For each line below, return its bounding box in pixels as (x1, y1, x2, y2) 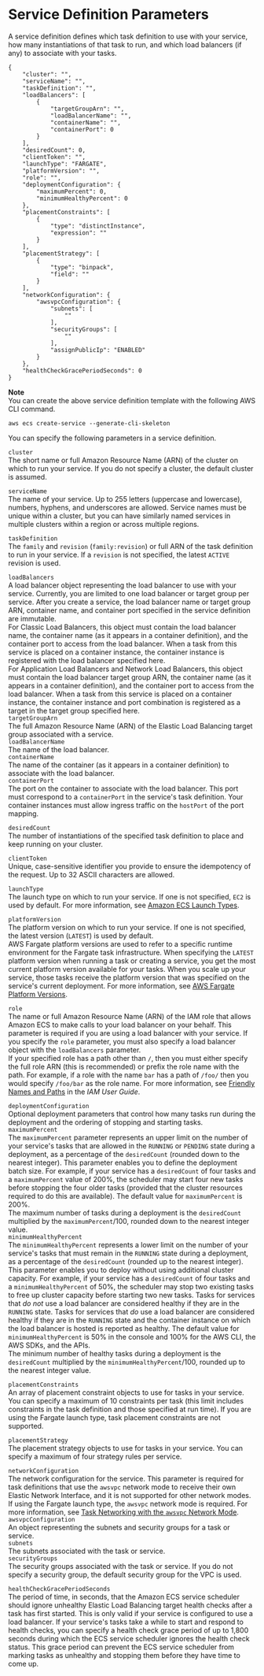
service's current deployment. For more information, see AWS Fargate (8, 981, 235, 990)
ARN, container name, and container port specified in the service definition (8, 605, 251, 615)
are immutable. (8, 614, 57, 623)
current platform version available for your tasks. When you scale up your (8, 964, 246, 973)
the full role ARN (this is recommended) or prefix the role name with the (8, 1062, 240, 1071)
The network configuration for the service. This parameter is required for (8, 1474, 244, 1483)
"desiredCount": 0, (22, 146, 86, 154)
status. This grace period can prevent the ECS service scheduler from (8, 1642, 234, 1652)
